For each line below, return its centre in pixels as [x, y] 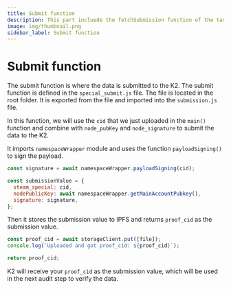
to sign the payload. [35, 156]
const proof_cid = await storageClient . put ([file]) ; [84, 240]
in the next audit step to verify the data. [63, 279]
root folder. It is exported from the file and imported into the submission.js [112, 100]
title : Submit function [41, 13]
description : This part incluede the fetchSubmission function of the [110, 20]
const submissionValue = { [46, 181]
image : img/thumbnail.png [44, 26]
